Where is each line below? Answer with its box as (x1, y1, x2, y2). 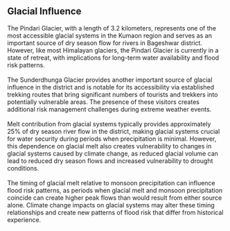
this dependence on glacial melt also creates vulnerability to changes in (7, 142, 212, 150)
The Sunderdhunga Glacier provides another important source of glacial (7, 76, 213, 84)
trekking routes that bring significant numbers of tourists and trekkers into (7, 90, 218, 99)
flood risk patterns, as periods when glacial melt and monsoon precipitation (7, 186, 223, 194)
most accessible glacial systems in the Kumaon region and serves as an (7, 31, 213, 40)
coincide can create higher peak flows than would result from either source (7, 194, 222, 202)
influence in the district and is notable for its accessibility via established (7, 83, 215, 91)
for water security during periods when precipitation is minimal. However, (7, 135, 217, 143)
